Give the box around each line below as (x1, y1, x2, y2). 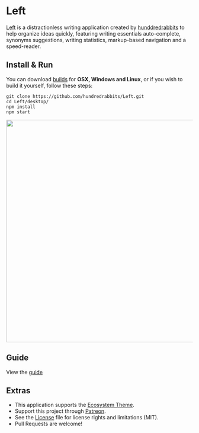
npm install (6, 104, 36, 110)
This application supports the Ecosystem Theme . (14, 402, 134, 409)
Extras (6, 386, 31, 396)
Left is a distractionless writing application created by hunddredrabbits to (6, 24, 185, 31)
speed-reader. (6, 43, 41, 50)
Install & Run (6, 60, 53, 70)
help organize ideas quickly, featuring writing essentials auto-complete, (6, 30, 181, 37)
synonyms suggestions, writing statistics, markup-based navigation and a (6, 36, 187, 43)
